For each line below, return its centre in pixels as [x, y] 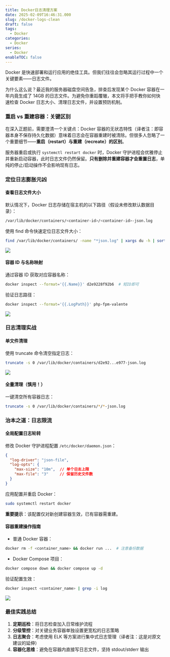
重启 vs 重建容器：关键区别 [38, 116]
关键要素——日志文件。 [30, 79]
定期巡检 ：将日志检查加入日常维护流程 [52, 624]
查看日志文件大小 [23, 192]
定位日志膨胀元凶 [26, 180]
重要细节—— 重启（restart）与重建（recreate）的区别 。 [68, 141]
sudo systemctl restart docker [38, 503]
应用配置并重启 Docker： [31, 494]
